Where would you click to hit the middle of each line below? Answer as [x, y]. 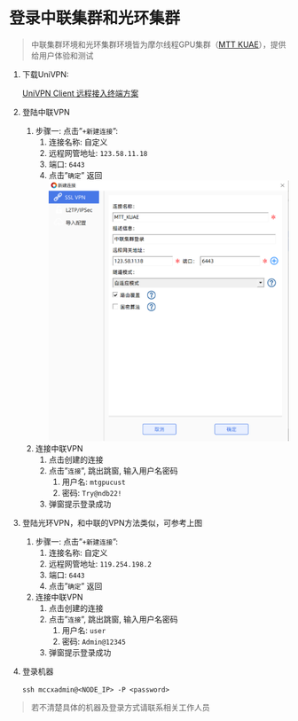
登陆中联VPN [46, 112]
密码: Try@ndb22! [92, 492]
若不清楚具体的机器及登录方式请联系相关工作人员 [120, 707]
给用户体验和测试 [62, 55]
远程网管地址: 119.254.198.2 [100, 563]
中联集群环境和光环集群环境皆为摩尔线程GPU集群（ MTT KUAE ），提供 [158, 44]
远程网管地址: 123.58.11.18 [98, 153]
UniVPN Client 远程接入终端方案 [80, 93]
